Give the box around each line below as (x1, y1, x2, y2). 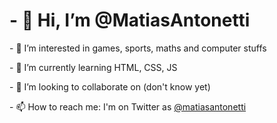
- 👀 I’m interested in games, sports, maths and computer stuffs (9, 42, 267, 54)
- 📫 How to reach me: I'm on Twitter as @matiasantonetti (9, 100, 247, 113)
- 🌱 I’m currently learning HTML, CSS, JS (9, 61, 178, 73)
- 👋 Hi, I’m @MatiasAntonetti (9, 9, 251, 32)
